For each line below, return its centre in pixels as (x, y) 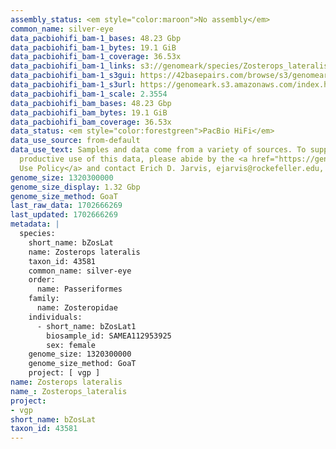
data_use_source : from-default (75, 141)
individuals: (55, 317)
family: (44, 299)
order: (42, 280)
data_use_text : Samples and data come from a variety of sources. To (158, 150)
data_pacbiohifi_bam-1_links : (73, 66)
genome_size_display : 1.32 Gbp (75, 187)
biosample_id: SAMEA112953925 (109, 336)
